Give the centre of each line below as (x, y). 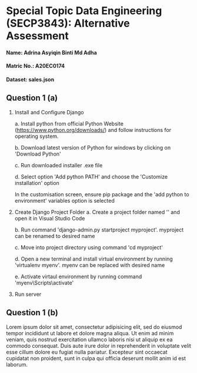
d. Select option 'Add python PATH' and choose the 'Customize (91, 176)
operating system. (36, 136)
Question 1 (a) (32, 98)
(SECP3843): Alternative (68, 23)
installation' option (37, 183)
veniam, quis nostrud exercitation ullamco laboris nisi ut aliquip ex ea (89, 339)
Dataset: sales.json (30, 79)
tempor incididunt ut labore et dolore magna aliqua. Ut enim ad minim (90, 333)
